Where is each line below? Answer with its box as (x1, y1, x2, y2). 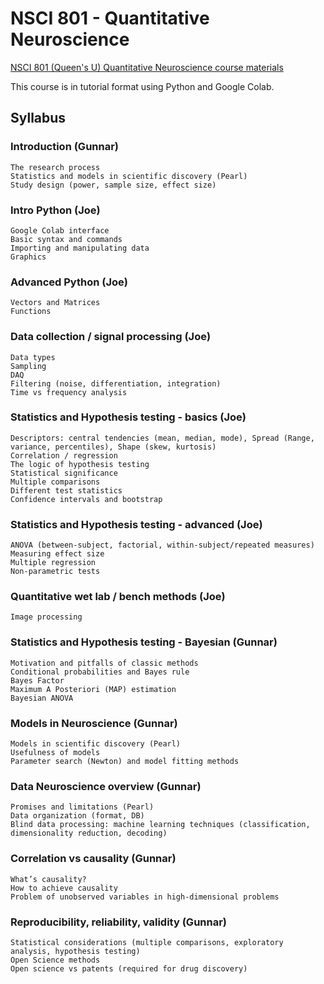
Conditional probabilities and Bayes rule (10, 667, 190, 677)
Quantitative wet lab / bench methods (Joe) (10, 590, 226, 604)
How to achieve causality (10, 883, 118, 893)
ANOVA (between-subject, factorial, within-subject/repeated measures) (10, 540, 315, 551)
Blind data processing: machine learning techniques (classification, (10, 820, 311, 830)
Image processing (10, 612, 83, 622)
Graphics (10, 252, 47, 262)
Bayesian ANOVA (10, 693, 74, 703)
